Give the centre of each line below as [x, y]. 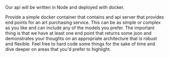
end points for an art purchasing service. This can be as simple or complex [83, 22]
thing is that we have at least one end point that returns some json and [78, 33]
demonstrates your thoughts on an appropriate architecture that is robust [81, 38]
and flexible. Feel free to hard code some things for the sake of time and [80, 44]
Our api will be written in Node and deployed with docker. [65, 7]
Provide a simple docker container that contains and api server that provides [85, 17]
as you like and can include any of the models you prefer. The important [80, 28]
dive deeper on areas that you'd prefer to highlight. [58, 49]
